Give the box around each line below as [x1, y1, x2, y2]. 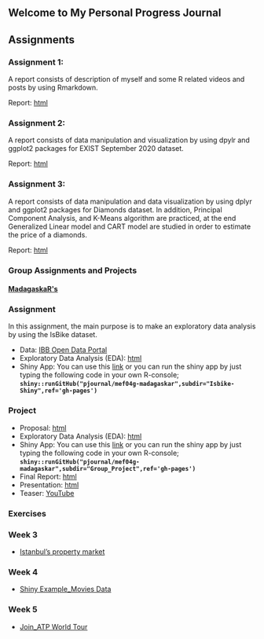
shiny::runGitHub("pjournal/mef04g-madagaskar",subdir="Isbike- [19, 380, 235, 388]
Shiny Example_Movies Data [19, 585, 112, 594]
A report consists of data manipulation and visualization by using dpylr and [8, 135, 250, 145]
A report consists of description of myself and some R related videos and [8, 75, 245, 84]
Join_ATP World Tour [19, 622, 88, 631]
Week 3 [8, 529, 38, 540]
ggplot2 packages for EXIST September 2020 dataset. [8, 144, 185, 153]
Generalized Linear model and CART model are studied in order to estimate [8, 222, 251, 231]
